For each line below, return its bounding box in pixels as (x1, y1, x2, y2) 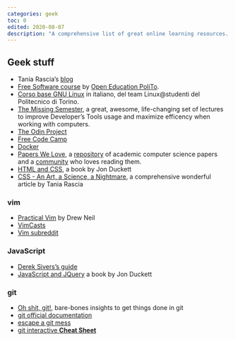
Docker (17, 143, 40, 151)
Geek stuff (7, 56, 55, 68)
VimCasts (17, 221, 46, 229)
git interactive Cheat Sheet (17, 325, 97, 334)
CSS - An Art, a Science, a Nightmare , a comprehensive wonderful (17, 172, 212, 181)
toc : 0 (7, 17, 27, 24)
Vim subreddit (17, 229, 59, 237)
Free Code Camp (17, 135, 68, 143)
